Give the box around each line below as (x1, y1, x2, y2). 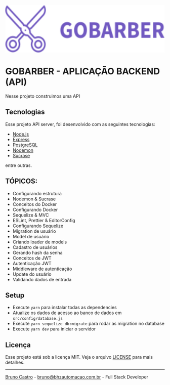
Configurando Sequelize (12, 223, 64, 229)
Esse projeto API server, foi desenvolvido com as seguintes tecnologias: (5, 121, 155, 127)
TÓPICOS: (5, 177, 38, 186)
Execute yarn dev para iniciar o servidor (12, 326, 96, 332)
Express (12, 136, 30, 142)
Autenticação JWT (12, 260, 52, 266)
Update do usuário (12, 271, 52, 277)
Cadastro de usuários (12, 244, 58, 250)
